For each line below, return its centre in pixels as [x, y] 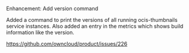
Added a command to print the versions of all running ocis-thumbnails [92, 20]
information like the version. [40, 32]
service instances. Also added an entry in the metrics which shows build [95, 26]
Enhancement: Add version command [52, 9]
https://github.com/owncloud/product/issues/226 [67, 44]
